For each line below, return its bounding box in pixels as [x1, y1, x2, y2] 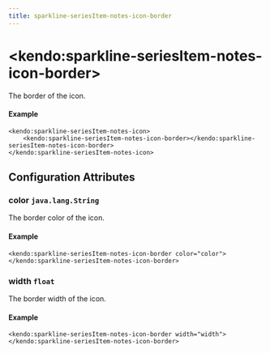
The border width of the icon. [8, 293, 107, 304]
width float [8, 275, 55, 287]
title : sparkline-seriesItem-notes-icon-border [8, 11, 173, 20]
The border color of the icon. [8, 213, 105, 223]
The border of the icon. [8, 91, 86, 100]
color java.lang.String [8, 195, 100, 206]
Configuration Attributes [8, 171, 135, 185]
